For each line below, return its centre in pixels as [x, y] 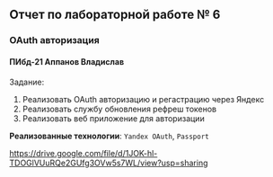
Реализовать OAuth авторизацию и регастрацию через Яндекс [143, 99]
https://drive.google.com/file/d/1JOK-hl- [84, 153]
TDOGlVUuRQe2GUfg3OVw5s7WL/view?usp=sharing [109, 163]
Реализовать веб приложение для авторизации [113, 118]
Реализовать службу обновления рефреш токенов [119, 109]
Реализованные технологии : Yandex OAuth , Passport [109, 136]
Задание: [27, 82]
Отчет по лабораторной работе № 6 [115, 15]
